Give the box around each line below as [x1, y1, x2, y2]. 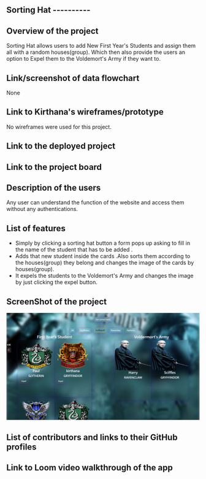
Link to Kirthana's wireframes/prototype [6, 107, 164, 117]
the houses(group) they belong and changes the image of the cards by [15, 259, 194, 266]
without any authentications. [6, 205, 78, 213]
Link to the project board [6, 162, 102, 172]
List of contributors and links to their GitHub [6, 432, 178, 442]
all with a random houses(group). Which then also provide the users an [6, 48, 186, 56]
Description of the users [6, 183, 101, 193]
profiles [6, 442, 37, 452]
